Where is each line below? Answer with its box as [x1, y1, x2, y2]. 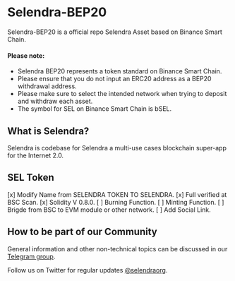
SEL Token [7, 172, 54, 184]
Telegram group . [7, 252, 56, 261]
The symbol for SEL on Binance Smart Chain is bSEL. [17, 104, 172, 113]
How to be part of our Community [7, 226, 157, 238]
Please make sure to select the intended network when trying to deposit [17, 90, 227, 98]
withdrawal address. [17, 82, 77, 90]
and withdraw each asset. [17, 97, 93, 106]
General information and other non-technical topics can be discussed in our [7, 244, 228, 253]
